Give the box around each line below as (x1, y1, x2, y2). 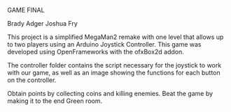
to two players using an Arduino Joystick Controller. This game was (7, 40, 202, 48)
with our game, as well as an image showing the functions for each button (7, 69, 220, 77)
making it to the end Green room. (7, 97, 103, 105)
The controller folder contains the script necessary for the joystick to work (7, 61, 222, 69)
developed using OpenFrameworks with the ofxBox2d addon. (7, 48, 184, 56)
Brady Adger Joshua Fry (7, 19, 78, 27)
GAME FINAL (7, 6, 45, 14)
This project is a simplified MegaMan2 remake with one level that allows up (7, 33, 224, 41)
